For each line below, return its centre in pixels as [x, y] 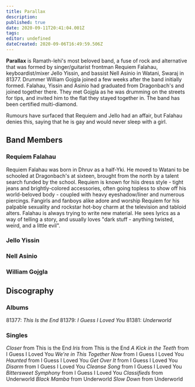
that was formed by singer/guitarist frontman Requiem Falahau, [82, 67]
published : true [26, 22]
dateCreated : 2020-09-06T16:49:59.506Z [55, 44]
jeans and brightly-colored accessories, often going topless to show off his [96, 188]
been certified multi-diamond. [42, 104]
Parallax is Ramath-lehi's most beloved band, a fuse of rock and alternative [97, 61]
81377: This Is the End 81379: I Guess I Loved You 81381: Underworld [89, 320]
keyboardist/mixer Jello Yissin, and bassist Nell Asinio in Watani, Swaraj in [95, 73]
